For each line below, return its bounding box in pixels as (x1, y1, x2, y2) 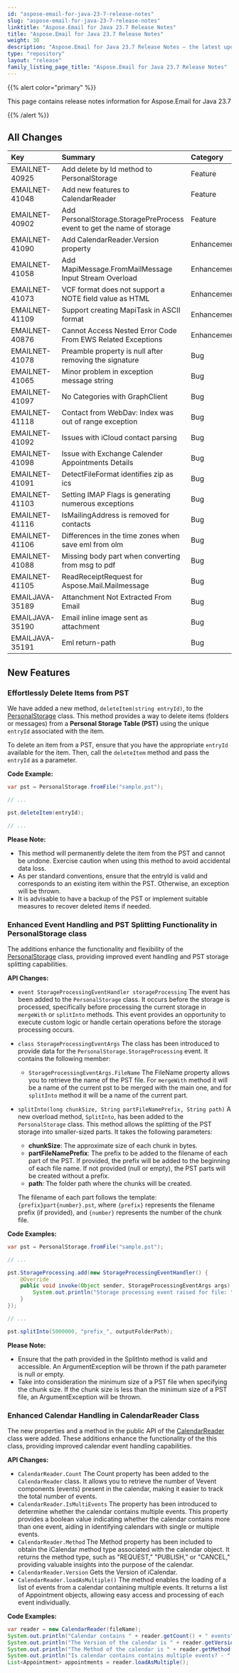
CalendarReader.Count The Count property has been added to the (17, 1469, 209, 1478)
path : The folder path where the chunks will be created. (28, 1179, 192, 1187)
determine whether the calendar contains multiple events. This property (17, 1507, 229, 1515)
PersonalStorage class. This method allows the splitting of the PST (17, 1120, 212, 1128)
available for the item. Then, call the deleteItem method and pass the (7, 748, 210, 757)
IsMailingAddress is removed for (61, 511, 170, 521)
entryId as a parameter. (7, 756, 78, 764)
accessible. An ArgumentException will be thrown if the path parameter (17, 1362, 227, 1371)
